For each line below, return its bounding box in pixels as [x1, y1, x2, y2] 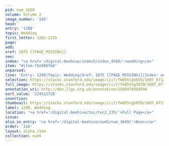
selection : [5, 77, 28, 82]
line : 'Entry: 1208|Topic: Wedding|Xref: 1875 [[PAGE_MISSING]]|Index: [5, 73, 158, 78]
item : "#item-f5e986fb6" [5, 63, 57, 68]
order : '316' [5, 124, 33, 129]
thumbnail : [5, 101, 28, 106]
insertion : [5, 96, 28, 101]
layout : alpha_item [5, 128, 46, 133]
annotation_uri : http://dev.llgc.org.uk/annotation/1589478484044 [5, 86, 147, 92]
